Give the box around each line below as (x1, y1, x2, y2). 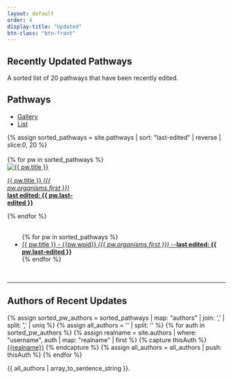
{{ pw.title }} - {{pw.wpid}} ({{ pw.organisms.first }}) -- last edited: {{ (21, 240, 217, 248)
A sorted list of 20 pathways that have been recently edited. (7, 74, 179, 82)
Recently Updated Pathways (7, 55, 132, 67)
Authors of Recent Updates (7, 295, 128, 307)
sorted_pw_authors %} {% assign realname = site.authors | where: (7, 328, 198, 337)
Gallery (17, 112, 38, 120)
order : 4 (7, 17, 33, 24)
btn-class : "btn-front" (7, 29, 76, 37)
